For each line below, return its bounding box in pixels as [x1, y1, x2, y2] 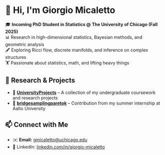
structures [5, 54, 26, 60]
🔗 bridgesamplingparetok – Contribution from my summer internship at [12, 100, 160, 106]
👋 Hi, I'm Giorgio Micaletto [5, 4, 115, 16]
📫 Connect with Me [5, 120, 68, 129]
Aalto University [12, 105, 46, 111]
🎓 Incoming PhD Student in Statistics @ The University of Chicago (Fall [5, 21, 158, 27]
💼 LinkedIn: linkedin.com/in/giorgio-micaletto [12, 143, 105, 149]
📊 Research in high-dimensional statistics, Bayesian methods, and [5, 34, 142, 40]
